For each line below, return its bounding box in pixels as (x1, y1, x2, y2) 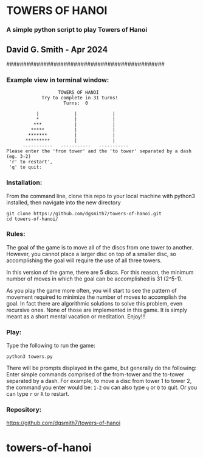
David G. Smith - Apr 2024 (6, 44, 108, 55)
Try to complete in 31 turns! (41, 95, 119, 101)
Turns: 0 (63, 100, 88, 107)
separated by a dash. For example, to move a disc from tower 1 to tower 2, (6, 377, 192, 385)
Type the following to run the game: (6, 342, 95, 349)
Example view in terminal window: (6, 76, 109, 84)
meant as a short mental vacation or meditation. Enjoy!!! (6, 312, 146, 320)
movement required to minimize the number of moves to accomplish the (6, 293, 187, 301)
